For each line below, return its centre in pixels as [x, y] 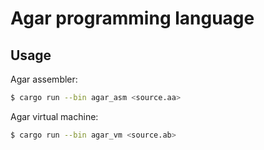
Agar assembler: [44, 79]
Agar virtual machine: [54, 116]
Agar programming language [132, 18]
